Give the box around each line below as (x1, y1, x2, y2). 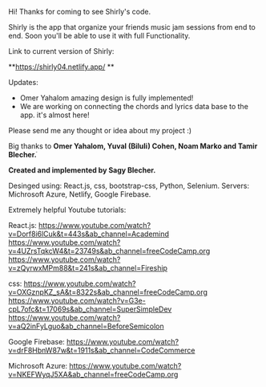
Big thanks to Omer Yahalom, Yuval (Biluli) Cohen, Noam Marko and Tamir (8, 141, 258, 151)
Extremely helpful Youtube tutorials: (8, 205, 127, 214)
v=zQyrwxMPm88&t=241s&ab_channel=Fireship (8, 263, 168, 272)
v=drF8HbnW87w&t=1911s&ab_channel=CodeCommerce (8, 345, 195, 355)
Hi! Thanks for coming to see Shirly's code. (8, 7, 151, 16)
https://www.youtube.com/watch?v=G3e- (8, 296, 146, 305)
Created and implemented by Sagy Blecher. (8, 165, 156, 175)
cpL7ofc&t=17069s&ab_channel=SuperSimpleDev (8, 304, 172, 314)
